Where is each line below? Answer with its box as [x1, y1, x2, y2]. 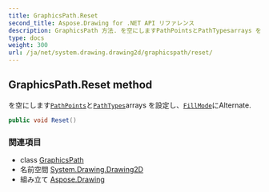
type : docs [8, 33, 45, 42]
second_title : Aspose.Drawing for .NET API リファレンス [8, 19, 195, 27]
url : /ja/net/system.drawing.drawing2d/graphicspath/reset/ [8, 49, 214, 57]
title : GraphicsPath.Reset [8, 11, 98, 20]
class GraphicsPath [19, 155, 84, 164]
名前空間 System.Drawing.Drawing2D [19, 164, 144, 174]
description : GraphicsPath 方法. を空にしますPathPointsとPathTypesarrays [8, 26, 252, 34]
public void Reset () [8, 116, 78, 124]
